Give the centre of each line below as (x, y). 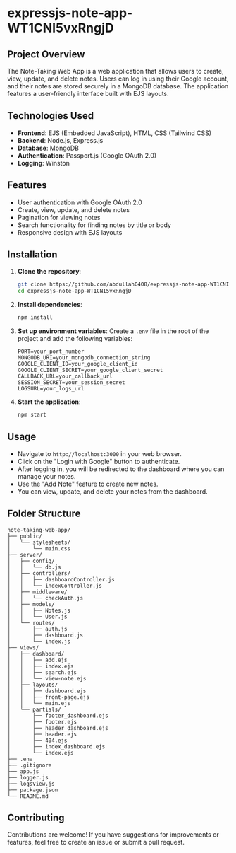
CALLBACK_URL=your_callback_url (65, 376)
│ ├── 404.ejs (38, 741)
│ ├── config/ (31, 561)
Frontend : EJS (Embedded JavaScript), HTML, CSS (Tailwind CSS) (114, 133)
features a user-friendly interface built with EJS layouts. (88, 94)
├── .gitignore (30, 765)
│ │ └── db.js (34, 567)
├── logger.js (28, 777)
